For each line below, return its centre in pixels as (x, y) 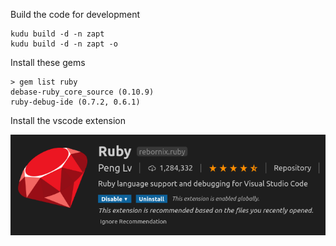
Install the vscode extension (68, 120)
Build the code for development (75, 14)
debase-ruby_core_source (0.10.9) (82, 92)
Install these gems (48, 62)
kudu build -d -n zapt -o (64, 44)
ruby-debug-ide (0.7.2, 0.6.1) (75, 102)
